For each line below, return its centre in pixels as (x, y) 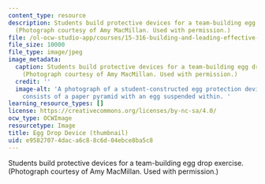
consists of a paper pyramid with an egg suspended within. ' (127, 96)
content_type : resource (47, 15)
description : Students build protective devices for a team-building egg (132, 23)
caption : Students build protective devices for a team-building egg (132, 67)
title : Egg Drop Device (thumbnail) (68, 133)
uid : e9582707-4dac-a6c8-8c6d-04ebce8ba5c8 (81, 140)
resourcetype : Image (42, 126)
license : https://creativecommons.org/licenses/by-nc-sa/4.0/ (112, 111)
